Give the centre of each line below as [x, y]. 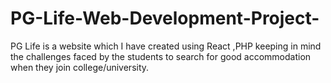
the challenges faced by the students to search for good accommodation [161, 56]
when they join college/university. [80, 67]
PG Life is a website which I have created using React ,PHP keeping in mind [166, 46]
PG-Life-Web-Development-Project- [165, 18]
